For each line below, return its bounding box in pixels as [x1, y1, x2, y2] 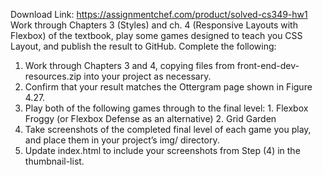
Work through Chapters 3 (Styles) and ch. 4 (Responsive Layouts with [10, 19, 298, 31]
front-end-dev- [236, 60, 300, 71]
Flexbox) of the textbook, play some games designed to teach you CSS [10, 30, 303, 41]
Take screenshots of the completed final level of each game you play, [24, 124, 312, 135]
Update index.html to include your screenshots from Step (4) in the [24, 145, 301, 156]
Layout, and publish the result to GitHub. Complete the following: [10, 40, 277, 52]
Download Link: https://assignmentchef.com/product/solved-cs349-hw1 [10, 9, 308, 20]
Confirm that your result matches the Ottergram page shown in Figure [24, 81, 313, 93]
